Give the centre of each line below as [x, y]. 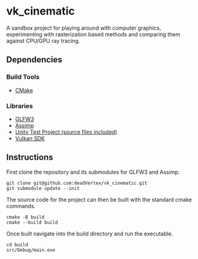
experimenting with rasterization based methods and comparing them [93, 34]
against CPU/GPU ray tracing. [43, 41]
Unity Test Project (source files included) [66, 132]
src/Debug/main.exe [31, 250]
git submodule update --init [43, 188]
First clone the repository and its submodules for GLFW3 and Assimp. [93, 172]
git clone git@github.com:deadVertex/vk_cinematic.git [77, 183]
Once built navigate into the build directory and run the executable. [90, 234]
